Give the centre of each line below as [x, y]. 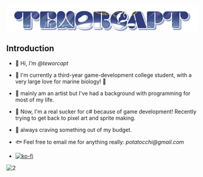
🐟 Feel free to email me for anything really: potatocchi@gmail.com [99, 142]
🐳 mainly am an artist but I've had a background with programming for [103, 93]
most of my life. [35, 100]
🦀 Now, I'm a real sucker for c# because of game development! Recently [106, 111]
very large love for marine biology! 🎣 [60, 82]
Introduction [30, 48]
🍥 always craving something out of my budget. [74, 130]
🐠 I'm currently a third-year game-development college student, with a [103, 75]
